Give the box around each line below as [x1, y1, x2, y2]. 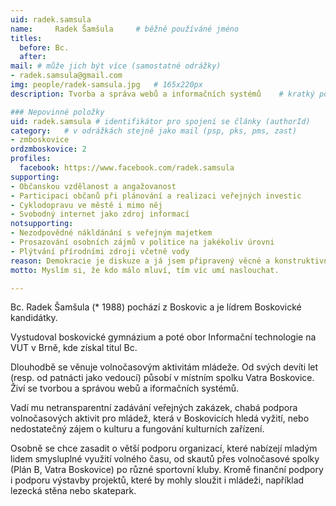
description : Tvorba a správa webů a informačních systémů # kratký [10, 89, 315, 99]
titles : [10, 33, 43, 43]
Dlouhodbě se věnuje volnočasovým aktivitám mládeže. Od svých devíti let [10, 361, 319, 373]
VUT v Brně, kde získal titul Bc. [10, 342, 138, 354]
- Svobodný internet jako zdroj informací [10, 209, 190, 220]
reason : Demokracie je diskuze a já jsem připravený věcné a [10, 256, 271, 266]
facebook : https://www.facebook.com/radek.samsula [19, 163, 235, 173]
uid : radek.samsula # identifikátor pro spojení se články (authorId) [10, 116, 311, 126]
